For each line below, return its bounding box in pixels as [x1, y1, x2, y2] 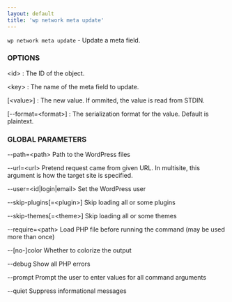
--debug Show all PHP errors [7, 259, 91, 269]
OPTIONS [7, 53, 40, 63]
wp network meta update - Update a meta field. [7, 36, 141, 44]
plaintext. [7, 116, 34, 126]
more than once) [7, 233, 55, 241]
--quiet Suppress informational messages [7, 287, 127, 295]
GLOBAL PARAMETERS [7, 134, 87, 144]
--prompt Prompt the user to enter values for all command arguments [7, 273, 207, 282]
